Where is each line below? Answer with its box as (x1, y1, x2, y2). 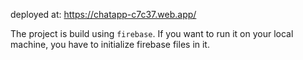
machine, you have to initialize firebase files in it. (10, 39, 210, 50)
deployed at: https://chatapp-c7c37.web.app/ (10, 9, 197, 20)
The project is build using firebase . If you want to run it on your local (10, 28, 294, 39)
